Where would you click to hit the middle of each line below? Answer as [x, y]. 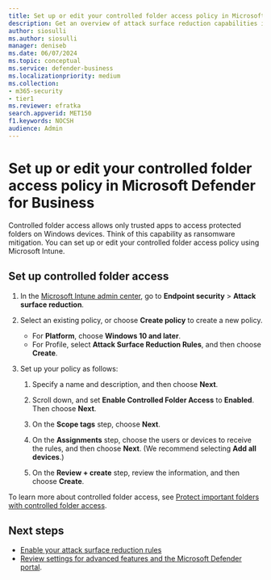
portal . [31, 567]
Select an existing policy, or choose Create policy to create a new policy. [141, 320]
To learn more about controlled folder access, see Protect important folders [134, 497]
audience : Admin [35, 128]
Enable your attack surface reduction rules [91, 550]
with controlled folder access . [58, 505]
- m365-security [35, 91]
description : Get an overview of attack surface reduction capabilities [133, 23]
